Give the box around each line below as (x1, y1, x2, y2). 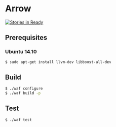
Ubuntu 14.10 (5, 48, 37, 55)
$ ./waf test (5, 117, 32, 122)
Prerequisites (5, 33, 47, 42)
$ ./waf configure (5, 86, 43, 91)
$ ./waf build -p (5, 91, 41, 96)
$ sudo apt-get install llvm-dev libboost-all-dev (5, 60, 112, 64)
